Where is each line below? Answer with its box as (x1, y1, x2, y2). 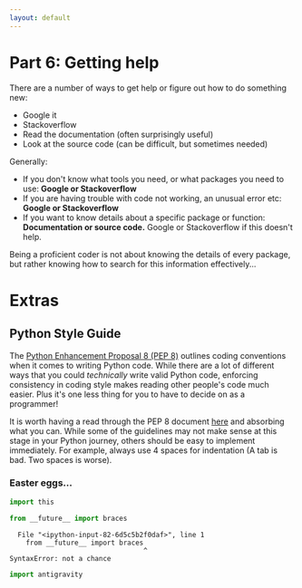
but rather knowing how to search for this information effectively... (9, 258, 257, 269)
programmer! (9, 398, 59, 409)
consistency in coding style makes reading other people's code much (9, 379, 269, 390)
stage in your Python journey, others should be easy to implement (9, 435, 256, 446)
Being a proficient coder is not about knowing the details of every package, (9, 248, 291, 259)
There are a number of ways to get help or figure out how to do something (9, 82, 287, 93)
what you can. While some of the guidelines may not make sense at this (9, 425, 278, 436)
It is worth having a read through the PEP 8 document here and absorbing (9, 416, 285, 427)
